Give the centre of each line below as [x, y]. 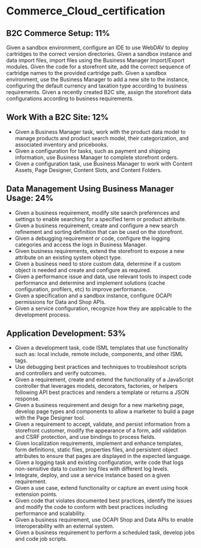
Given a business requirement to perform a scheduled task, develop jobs [105, 532]
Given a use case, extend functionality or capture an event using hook [101, 488]
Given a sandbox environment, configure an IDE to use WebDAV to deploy [97, 47]
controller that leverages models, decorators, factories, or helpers [96, 386]
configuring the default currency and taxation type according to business [97, 86]
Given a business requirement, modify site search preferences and [97, 213]
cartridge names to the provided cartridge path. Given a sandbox [86, 73]
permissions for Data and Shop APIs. [60, 302]
